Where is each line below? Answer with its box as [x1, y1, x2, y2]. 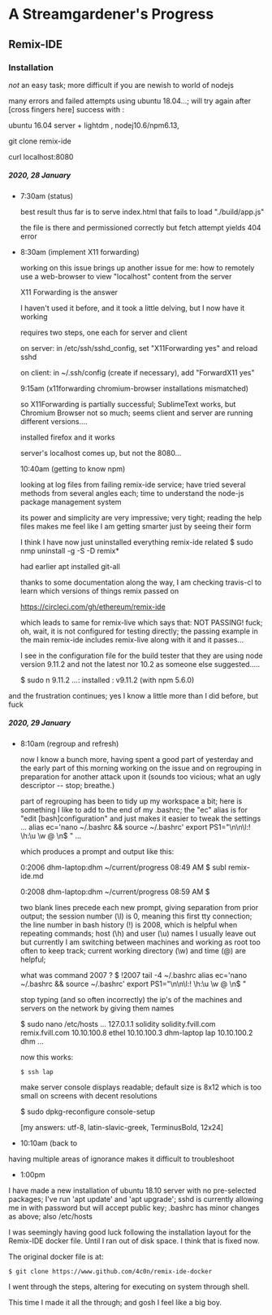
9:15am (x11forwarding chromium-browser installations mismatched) [19, 384, 249, 393]
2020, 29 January [8, 718, 71, 728]
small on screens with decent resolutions [19, 1090, 158, 1100]
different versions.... [19, 416, 88, 426]
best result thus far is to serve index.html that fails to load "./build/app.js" [19, 207, 265, 217]
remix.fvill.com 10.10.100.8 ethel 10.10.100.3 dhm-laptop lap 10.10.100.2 [19, 1028, 253, 1037]
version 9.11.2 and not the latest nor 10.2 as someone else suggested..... [19, 659, 261, 668]
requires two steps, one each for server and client [19, 327, 188, 337]
